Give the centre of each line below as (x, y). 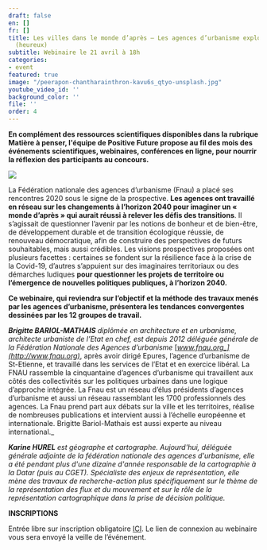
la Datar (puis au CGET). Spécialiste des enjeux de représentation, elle (124, 473)
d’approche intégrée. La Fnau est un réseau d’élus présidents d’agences (126, 389)
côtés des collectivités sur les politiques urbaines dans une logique (118, 381)
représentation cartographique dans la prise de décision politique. (117, 498)
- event (21, 68)
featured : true (33, 75)
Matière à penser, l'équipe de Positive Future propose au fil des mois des (130, 143)
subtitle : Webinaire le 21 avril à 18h (74, 52)
